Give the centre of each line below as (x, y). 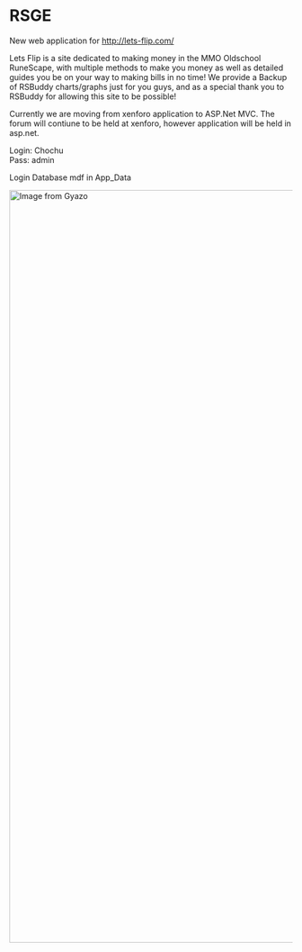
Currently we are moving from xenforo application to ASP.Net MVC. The (142, 113)
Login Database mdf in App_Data (71, 177)
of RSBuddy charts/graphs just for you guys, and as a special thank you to (147, 86)
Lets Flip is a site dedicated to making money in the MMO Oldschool (135, 58)
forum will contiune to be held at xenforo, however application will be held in (151, 123)
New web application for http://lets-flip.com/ (92, 41)
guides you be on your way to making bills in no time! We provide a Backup (148, 77)
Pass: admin (32, 159)
